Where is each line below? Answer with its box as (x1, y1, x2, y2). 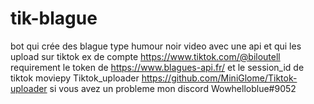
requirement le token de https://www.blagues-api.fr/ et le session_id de (10, 61, 305, 73)
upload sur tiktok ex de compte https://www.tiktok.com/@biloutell (10, 50, 281, 62)
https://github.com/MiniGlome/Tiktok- (141, 72, 298, 84)
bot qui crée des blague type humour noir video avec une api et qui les (10, 40, 302, 52)
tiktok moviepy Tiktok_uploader (10, 72, 140, 84)
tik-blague (10, 7, 98, 30)
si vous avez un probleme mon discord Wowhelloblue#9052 (49, 82, 297, 94)
